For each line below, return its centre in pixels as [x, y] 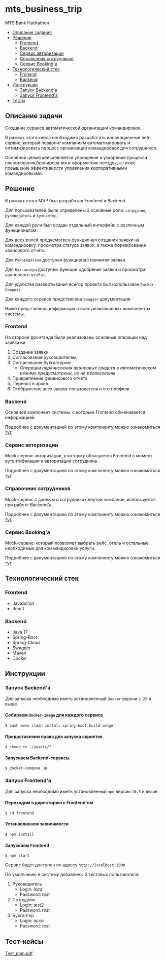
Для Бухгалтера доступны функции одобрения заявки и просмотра [75, 269]
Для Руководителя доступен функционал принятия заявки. [66, 259]
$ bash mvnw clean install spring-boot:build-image [59, 725]
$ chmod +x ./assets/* [28, 747]
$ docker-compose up [26, 768]
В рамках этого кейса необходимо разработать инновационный [73, 137]
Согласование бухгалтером [42, 362]
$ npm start [17, 856]
